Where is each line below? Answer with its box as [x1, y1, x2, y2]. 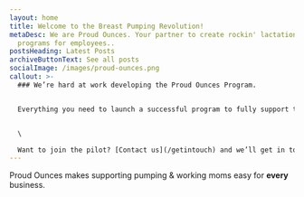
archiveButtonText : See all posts [9, 55, 140, 64]
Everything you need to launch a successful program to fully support [17, 105, 290, 114]
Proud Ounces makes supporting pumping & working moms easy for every [9, 170, 290, 181]
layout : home [9, 13, 59, 23]
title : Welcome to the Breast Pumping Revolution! [9, 22, 204, 31]
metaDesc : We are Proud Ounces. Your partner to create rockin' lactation [9, 30, 298, 39]
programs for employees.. [17, 38, 116, 48]
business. [9, 180, 45, 191]
